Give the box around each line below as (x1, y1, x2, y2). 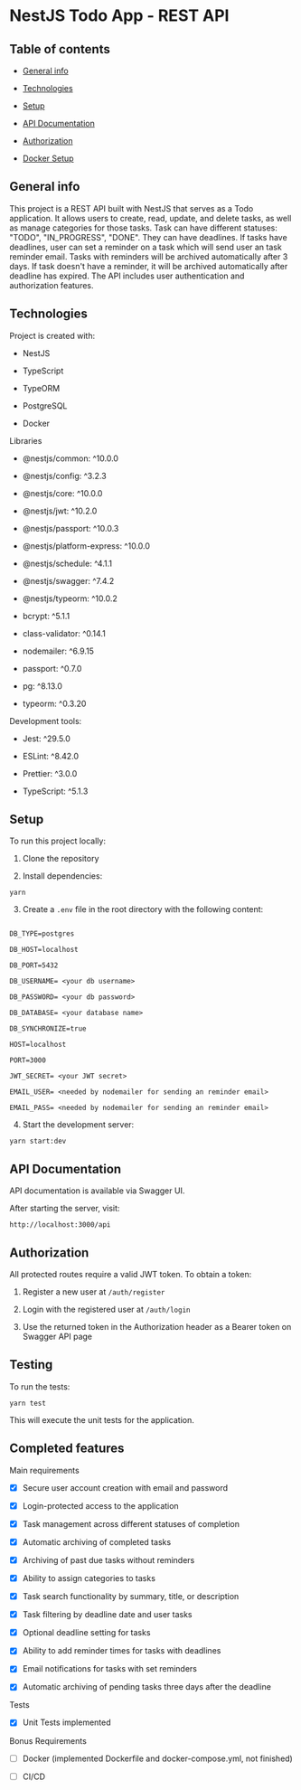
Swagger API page (22, 1331, 93, 1342)
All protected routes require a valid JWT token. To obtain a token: (9, 1269, 252, 1280)
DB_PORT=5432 (9, 961, 59, 970)
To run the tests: (9, 1380, 71, 1392)
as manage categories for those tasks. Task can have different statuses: (9, 222, 278, 233)
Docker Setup (22, 153, 74, 164)
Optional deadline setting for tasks (22, 1627, 151, 1638)
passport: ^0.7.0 (22, 663, 82, 674)
